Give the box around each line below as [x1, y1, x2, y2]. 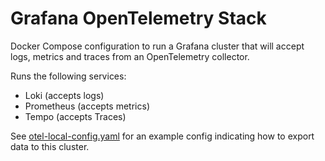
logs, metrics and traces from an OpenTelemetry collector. [10, 50, 250, 62]
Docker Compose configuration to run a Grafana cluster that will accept [10, 40, 305, 52]
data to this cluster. [10, 140, 90, 152]
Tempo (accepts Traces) [24, 110, 127, 122]
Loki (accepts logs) [24, 89, 105, 101]
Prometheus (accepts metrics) [24, 100, 150, 112]
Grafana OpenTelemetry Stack [10, 7, 267, 30]
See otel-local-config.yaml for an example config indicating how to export [10, 130, 315, 142]
